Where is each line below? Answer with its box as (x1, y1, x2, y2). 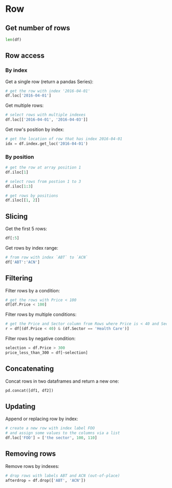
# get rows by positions (5, 193, 58, 198)
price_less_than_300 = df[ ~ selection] (5, 350, 88, 355)
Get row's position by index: (5, 126, 64, 133)
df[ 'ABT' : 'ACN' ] (5, 259, 40, 265)
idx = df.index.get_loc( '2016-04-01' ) (5, 141, 88, 146)
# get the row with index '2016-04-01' (5, 88, 91, 93)
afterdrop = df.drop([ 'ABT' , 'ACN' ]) (5, 478, 86, 483)
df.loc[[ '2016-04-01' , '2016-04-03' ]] (5, 117, 88, 122)
